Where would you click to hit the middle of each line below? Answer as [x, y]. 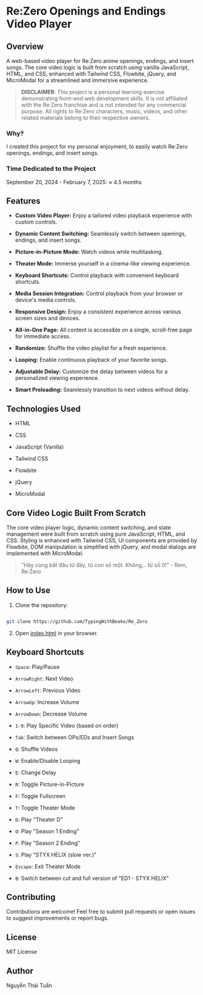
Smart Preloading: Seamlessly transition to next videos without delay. [102, 390]
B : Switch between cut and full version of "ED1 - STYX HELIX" [92, 878]
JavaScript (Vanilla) [39, 447]
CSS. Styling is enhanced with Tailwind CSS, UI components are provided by [102, 541]
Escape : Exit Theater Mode [48, 866]
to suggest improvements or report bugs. [58, 918]
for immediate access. [43, 336]
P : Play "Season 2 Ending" [48, 843]
